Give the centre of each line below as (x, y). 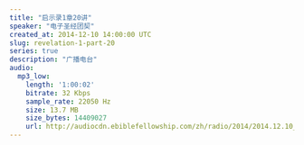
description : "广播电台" (53, 59)
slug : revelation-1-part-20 (62, 43)
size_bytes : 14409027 (66, 118)
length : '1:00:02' (60, 85)
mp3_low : (34, 77)
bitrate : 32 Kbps (58, 93)
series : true (34, 51)
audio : (22, 68)
